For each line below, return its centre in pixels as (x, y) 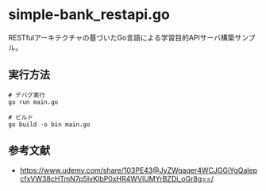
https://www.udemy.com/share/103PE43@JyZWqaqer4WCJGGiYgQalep (139, 170)
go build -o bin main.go (49, 124)
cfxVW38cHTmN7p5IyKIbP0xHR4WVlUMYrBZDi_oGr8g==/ (117, 178)
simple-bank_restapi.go (89, 15)
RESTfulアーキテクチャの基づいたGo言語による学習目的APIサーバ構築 (121, 37)
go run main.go (33, 102)
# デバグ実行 (27, 95)
